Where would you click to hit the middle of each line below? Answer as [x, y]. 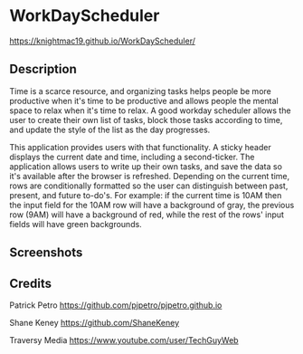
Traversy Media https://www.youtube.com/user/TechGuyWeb [124, 340]
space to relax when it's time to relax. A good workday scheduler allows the [150, 110]
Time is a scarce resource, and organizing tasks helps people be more [140, 91]
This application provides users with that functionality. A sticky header [140, 147]
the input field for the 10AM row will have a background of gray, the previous [152, 205]
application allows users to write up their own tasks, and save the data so [146, 166]
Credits [31, 283]
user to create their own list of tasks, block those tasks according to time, [146, 120]
